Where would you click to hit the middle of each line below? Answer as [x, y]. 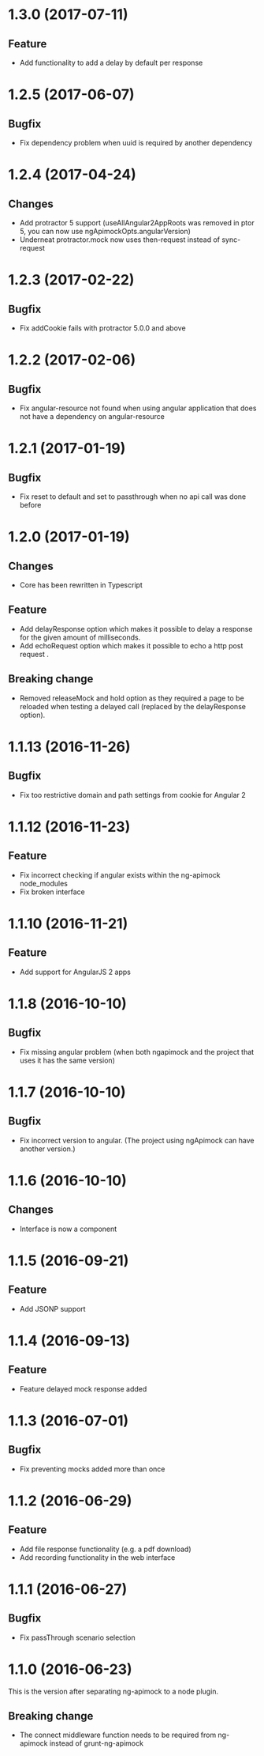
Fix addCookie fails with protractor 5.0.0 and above [103, 328]
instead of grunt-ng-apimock [97, 1743]
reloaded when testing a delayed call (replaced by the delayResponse [133, 706]
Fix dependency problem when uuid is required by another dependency [136, 143]
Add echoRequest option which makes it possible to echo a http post [131, 645]
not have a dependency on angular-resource [92, 416]
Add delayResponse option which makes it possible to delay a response [136, 629]
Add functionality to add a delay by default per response [111, 62]
